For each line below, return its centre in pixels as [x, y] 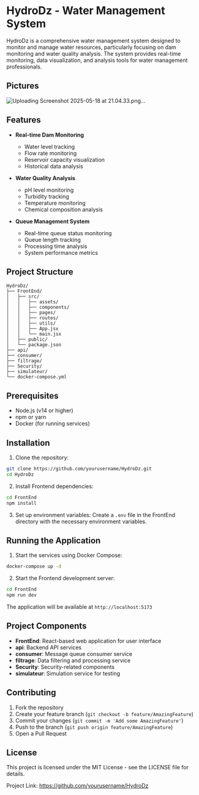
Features [24, 120]
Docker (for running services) [52, 424]
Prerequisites [32, 396]
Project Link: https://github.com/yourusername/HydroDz [77, 786]
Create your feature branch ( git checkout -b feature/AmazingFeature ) [104, 714]
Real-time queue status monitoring [68, 233]
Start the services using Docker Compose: [69, 556]
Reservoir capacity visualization [65, 159]
